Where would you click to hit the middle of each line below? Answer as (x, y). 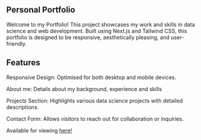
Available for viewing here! (39, 130)
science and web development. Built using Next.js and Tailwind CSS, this (97, 31)
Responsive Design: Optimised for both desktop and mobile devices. (91, 77)
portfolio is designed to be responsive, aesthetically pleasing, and (88, 37)
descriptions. (23, 107)
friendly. (17, 43)
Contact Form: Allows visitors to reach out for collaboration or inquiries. (95, 119)
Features (23, 63)
